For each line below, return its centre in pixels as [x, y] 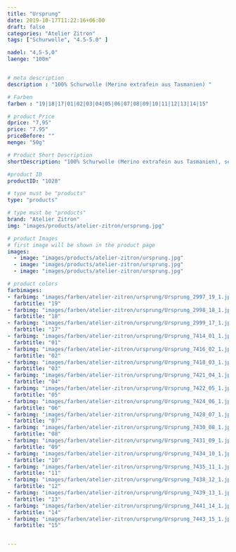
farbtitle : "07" [37, 421]
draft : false [26, 27]
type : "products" [33, 200]
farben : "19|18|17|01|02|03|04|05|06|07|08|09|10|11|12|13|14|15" [108, 104]
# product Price [31, 117]
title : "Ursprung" [34, 14]
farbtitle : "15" [37, 525]
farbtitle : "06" [37, 408]
